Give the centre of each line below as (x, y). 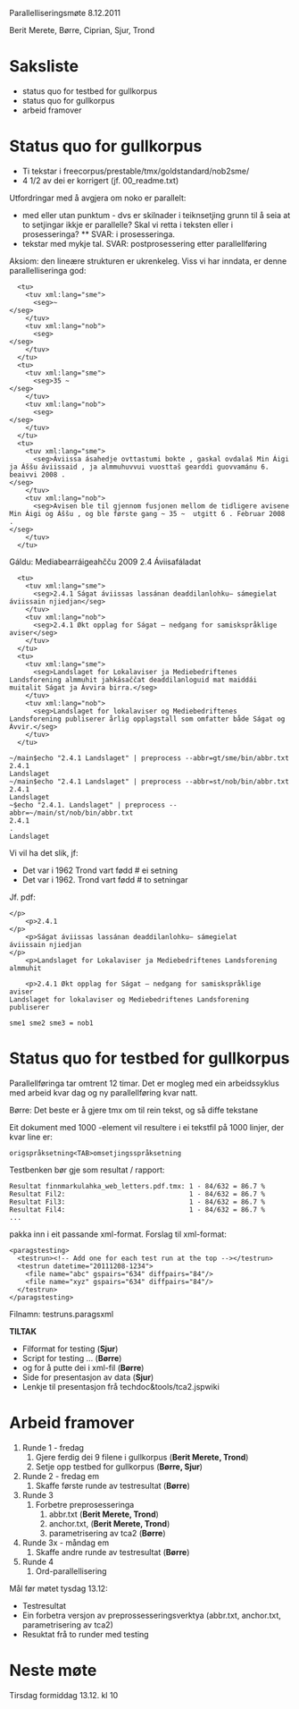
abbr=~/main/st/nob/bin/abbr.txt (71, 813)
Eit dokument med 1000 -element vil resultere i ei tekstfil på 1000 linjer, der (146, 1127)
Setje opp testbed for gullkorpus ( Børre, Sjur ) (119, 1467)
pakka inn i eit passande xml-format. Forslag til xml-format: (118, 1234)
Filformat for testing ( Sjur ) (70, 1349)
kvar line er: (31, 1137)
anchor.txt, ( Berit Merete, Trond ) (109, 1523)
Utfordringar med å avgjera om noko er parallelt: (98, 198)
